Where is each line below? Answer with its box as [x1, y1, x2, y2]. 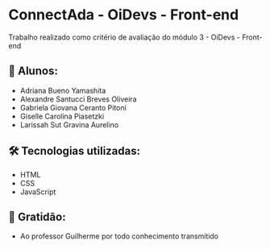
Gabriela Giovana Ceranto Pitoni [19, 102, 127, 112]
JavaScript [19, 187, 56, 197]
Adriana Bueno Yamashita [19, 85, 106, 95]
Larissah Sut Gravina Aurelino [19, 119, 119, 130]
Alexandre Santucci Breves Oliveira [19, 94, 137, 104]
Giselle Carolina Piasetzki [19, 111, 105, 121]
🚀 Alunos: [8, 64, 58, 78]
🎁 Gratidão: [8, 210, 66, 223]
